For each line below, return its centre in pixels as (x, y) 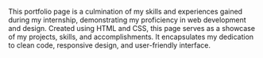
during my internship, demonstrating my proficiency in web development (127, 20)
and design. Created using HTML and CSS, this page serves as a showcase (132, 28)
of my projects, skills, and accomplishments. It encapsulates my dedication (131, 37)
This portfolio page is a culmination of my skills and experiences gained (126, 12)
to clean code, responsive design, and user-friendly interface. (109, 45)
